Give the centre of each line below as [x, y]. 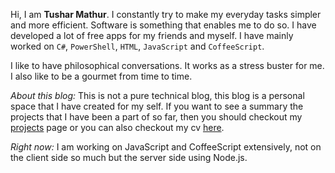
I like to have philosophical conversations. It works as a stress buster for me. [167, 65]
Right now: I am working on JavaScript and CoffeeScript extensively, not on [166, 147]
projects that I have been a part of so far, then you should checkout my [156, 117]
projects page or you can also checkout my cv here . [117, 127]
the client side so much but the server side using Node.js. [129, 157]
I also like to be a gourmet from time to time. [101, 76]
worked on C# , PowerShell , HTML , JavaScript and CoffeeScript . [137, 46]
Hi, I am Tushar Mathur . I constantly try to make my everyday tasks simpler [166, 14]
